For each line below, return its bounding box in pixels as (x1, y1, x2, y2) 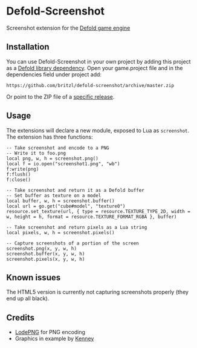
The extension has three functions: (6, 133, 93, 140)
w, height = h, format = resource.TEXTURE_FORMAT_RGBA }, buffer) (6, 214, 177, 220)
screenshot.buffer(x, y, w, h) (6, 251, 85, 257)
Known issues (6, 272, 61, 283)
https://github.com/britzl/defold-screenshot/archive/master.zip (6, 82, 174, 88)
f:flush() (6, 171, 31, 177)
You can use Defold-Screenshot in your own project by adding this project (6, 57, 192, 65)
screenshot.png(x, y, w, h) (6, 245, 77, 252)
